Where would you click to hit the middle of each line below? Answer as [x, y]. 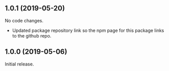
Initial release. [19, 64]
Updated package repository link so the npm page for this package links [88, 30]
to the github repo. [32, 35]
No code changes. [24, 20]
